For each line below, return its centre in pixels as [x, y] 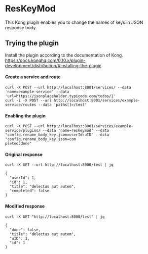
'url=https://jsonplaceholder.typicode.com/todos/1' [60, 96]
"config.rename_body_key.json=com [41, 139]
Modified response [25, 206]
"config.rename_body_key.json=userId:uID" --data [57, 135]
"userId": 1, [23, 178]
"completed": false [30, 191]
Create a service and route [33, 77]
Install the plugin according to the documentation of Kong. [64, 55]
